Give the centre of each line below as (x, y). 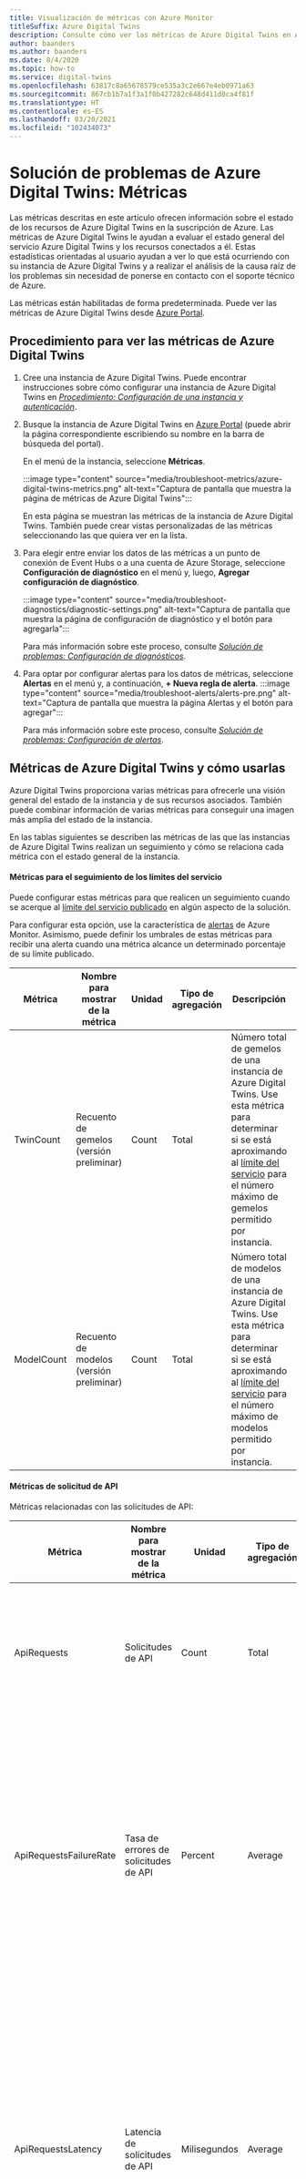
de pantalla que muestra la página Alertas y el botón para (185, 702)
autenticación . (50, 406)
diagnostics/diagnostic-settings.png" (92, 609)
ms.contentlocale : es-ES (56, 111)
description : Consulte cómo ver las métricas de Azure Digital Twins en (150, 35)
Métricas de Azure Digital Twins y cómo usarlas (148, 768)
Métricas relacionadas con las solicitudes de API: (102, 1506)
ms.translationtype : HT (55, 102)
